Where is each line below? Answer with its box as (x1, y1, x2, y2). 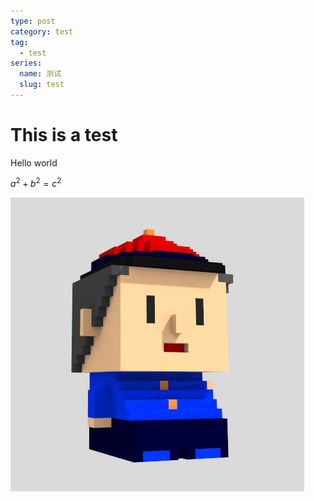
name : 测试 (19, 69, 62, 79)
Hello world (10, 156, 58, 169)
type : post (10, 16, 56, 26)
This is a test (10, 124, 118, 147)
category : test (10, 26, 74, 37)
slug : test (19, 80, 65, 90)
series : (10, 58, 43, 69)
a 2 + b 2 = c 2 (10, 176, 62, 190)
